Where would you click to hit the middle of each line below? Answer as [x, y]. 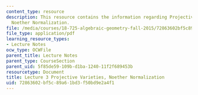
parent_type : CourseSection [41, 61]
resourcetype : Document [35, 72]
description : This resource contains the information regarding [87, 17]
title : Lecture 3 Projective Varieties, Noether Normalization [85, 77]
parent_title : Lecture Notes [42, 55]
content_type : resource [35, 12]
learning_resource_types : [38, 39]
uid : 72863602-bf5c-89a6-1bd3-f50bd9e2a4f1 [60, 83]
